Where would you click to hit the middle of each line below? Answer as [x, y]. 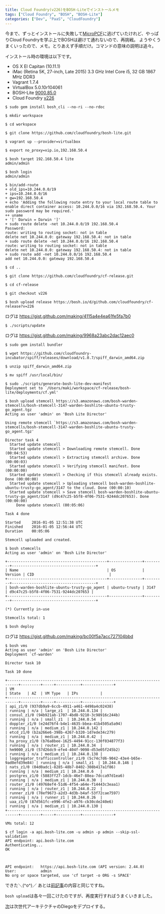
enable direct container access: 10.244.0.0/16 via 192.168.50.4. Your [80, 207]
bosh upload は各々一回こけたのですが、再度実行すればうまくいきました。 [80, 896]
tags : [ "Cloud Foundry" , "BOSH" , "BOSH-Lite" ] [54, 14]
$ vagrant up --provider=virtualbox [43, 142]
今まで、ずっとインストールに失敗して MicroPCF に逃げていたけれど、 [75, 34]
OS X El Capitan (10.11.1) [36, 66]
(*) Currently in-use [27, 609]
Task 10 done [19, 672]
